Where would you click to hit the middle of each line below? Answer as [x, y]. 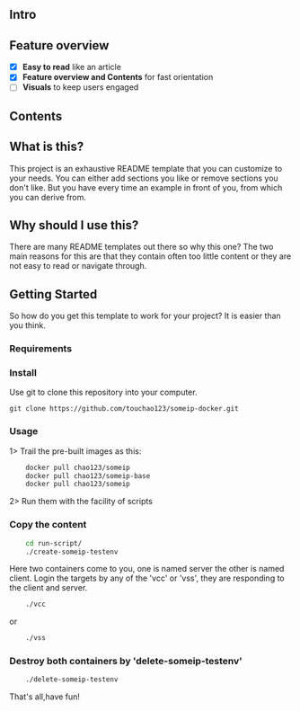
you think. [28, 325]
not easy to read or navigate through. [78, 266]
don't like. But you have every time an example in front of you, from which [146, 187]
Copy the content [48, 525]
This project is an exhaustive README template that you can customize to [146, 168]
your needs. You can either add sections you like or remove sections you [144, 178]
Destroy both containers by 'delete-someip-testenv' [126, 662]
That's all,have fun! [45, 697]
